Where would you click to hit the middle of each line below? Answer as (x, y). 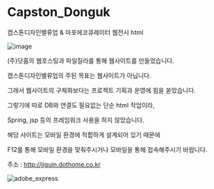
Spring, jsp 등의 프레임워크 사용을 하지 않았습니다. (76, 120)
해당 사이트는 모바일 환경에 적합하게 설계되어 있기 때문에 (84, 135)
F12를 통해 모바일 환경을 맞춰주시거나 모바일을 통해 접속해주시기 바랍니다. (107, 149)
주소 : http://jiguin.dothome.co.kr (54, 164)
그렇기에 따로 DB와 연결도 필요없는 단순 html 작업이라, (81, 105)
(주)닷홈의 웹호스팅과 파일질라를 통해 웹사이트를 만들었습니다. (91, 61)
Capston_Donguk (59, 12)
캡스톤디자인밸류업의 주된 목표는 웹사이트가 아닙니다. (79, 75)
